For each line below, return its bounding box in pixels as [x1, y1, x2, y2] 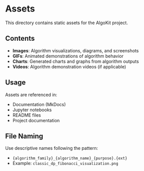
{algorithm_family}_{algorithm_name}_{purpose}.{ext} [12, 156, 127, 161]
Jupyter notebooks [12, 107, 52, 113]
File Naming [5, 132, 44, 140]
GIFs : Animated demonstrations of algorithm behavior [12, 53, 124, 59]
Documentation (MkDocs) [12, 101, 66, 107]
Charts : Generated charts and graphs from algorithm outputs [12, 58, 139, 64]
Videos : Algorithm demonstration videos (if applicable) [12, 63, 126, 69]
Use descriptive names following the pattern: [5, 145, 98, 151]
